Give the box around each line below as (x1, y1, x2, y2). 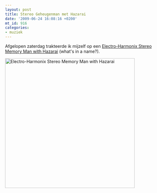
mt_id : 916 (5, 21, 27, 26)
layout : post (5, 7, 32, 12)
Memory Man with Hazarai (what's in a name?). (5, 48, 100, 54)
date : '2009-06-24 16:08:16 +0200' (5, 16, 78, 21)
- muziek (5, 30, 23, 35)
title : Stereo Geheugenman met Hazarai (5, 12, 86, 17)
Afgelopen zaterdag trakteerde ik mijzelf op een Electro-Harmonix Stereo (5, 43, 152, 49)
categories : (5, 25, 29, 30)
